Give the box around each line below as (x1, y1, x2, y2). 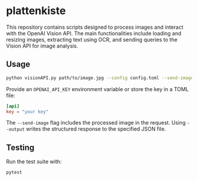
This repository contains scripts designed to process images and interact (6, 24, 184, 31)
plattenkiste (6, 4, 66, 18)
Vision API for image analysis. (6, 42, 78, 49)
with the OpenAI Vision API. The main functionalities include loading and (6, 29, 181, 36)
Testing (6, 142, 35, 152)
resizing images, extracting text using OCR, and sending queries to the (6, 36, 178, 43)
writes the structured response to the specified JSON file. (26, 125, 166, 133)
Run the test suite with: (6, 158, 62, 165)
